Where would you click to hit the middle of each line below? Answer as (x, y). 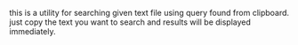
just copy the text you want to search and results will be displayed (130, 22)
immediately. (32, 31)
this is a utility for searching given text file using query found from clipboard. (149, 13)
